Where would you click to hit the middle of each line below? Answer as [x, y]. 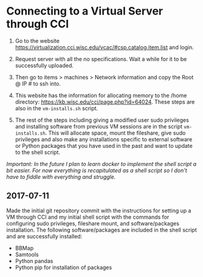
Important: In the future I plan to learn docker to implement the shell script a [101, 164]
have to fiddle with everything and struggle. [61, 176]
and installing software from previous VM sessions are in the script [99, 126]
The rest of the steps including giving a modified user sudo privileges [102, 120]
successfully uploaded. [44, 65]
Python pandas [34, 261]
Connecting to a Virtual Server [84, 11]
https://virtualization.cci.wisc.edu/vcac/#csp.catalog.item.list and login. [105, 47]
